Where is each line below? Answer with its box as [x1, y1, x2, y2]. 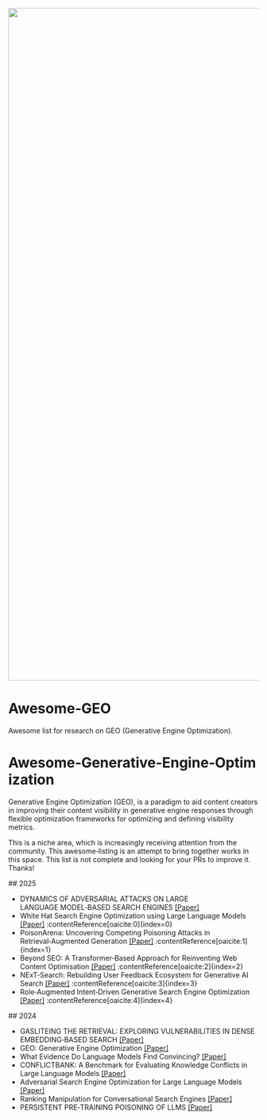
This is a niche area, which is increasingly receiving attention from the [8, 837, 237, 847]
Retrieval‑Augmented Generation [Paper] [19, 936, 154, 946]
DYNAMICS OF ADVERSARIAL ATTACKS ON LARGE [19, 894, 189, 903]
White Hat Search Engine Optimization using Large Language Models [19, 911, 246, 920]
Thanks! [8, 863, 35, 872]
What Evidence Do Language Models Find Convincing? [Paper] [19, 1052, 226, 1061]
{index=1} [19, 944, 52, 954]
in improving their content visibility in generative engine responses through [8, 805, 253, 815]
